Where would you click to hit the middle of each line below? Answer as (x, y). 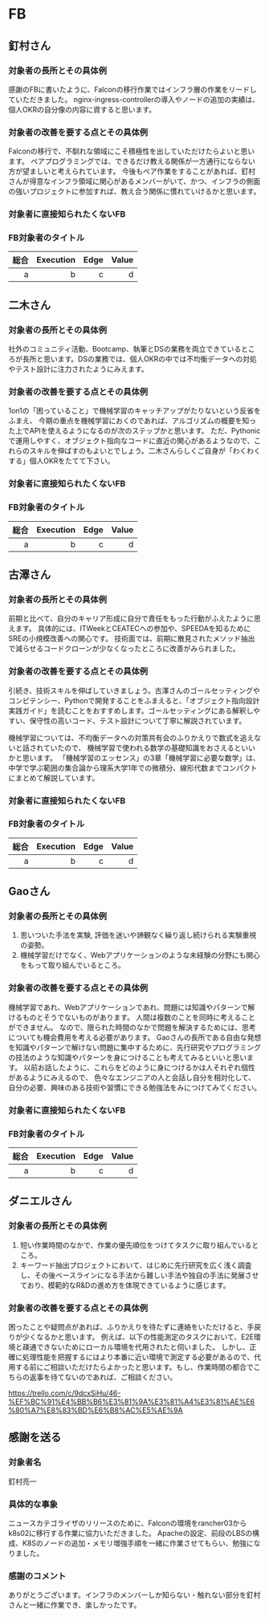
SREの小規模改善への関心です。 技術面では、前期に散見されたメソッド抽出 (132, 638)
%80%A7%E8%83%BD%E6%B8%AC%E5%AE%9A (96, 1410)
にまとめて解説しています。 (54, 778)
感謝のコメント (37, 1576)
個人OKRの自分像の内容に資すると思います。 (82, 109)
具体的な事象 (33, 1504)
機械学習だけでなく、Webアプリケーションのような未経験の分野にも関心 (140, 955)
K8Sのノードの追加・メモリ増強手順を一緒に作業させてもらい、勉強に (138, 1543)
